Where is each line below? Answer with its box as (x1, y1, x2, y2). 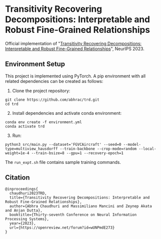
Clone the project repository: (12, 87, 70, 94)
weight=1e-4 (5, 151, 29, 156)
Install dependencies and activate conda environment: (12, 110, 122, 116)
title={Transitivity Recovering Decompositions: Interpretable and (9, 195, 150, 200)
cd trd (5, 102, 19, 106)
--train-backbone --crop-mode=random (59, 146, 137, 151)
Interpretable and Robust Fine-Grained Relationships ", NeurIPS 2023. (5, 46, 145, 52)
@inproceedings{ (5, 186, 38, 191)
